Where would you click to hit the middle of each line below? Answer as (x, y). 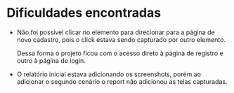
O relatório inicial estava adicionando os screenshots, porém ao (109, 74)
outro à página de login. (51, 60)
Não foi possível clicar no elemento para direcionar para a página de (116, 32)
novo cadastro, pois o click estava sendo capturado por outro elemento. (121, 39)
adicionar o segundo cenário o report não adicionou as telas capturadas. (122, 81)
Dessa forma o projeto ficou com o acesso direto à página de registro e (120, 53)
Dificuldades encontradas (84, 13)
